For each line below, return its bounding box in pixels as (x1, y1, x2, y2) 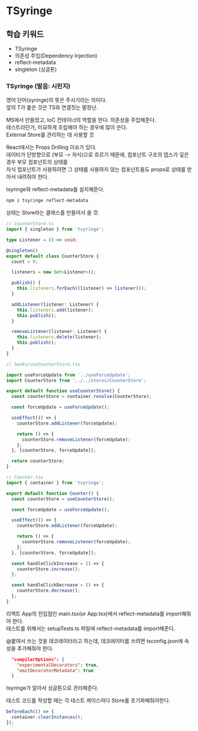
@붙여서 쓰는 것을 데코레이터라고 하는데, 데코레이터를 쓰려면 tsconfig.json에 (6, 637, 183, 644)
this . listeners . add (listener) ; (17, 307, 94, 313)
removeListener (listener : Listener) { (11, 329, 108, 335)
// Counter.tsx (6, 474, 44, 481)
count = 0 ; (11, 259, 38, 265)
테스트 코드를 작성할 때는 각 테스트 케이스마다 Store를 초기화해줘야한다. (6, 697, 171, 704)
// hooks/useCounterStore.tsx (6, 361, 81, 367)
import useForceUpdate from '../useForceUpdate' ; (6, 372, 131, 378)
